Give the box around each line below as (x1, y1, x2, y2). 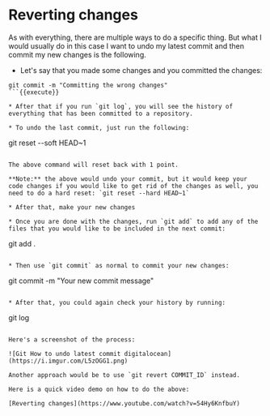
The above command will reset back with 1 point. (8, 161, 179, 169)
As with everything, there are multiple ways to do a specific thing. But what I (8, 32, 262, 42)
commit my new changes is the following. (8, 49, 147, 59)
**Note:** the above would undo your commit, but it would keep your (8, 174, 248, 183)
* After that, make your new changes (8, 203, 136, 212)
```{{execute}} (8, 88, 60, 96)
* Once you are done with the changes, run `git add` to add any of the (8, 217, 259, 225)
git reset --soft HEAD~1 (8, 138, 86, 148)
